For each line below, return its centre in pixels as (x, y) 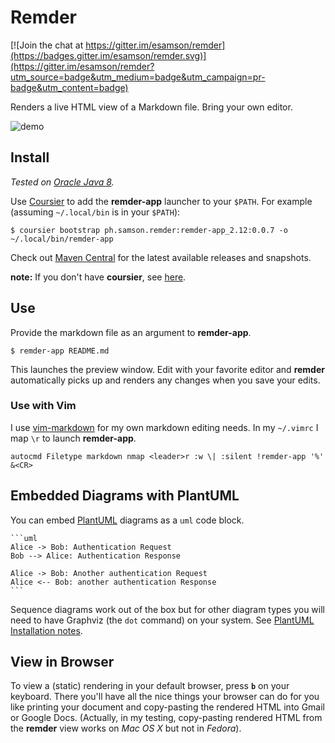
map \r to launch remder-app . (73, 438)
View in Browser (62, 662)
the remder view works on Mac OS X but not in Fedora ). (126, 728)
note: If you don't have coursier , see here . (98, 277)
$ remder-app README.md (60, 351)
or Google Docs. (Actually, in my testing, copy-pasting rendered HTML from (166, 718)
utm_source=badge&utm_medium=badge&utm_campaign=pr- (138, 77)
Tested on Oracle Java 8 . (62, 182)
